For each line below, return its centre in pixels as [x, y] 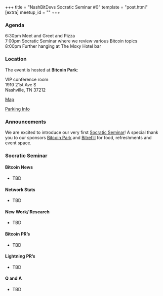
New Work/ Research [27, 212]
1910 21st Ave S [21, 84]
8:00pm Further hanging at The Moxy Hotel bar [53, 46]
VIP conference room [27, 79]
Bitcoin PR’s [18, 234]
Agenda [15, 25]
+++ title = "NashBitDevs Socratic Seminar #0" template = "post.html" [77, 7]
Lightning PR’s [20, 256]
